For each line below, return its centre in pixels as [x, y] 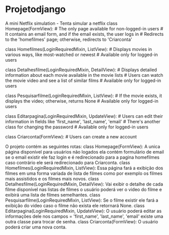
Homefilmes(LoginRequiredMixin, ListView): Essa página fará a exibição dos [84, 168]
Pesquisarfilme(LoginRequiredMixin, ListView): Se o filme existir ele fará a [82, 200]
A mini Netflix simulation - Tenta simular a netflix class [61, 23]
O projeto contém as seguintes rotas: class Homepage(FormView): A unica [83, 146]
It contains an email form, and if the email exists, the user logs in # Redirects [84, 34]
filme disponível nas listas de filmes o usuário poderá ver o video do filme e [84, 189]
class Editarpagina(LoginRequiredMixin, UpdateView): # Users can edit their [84, 116]
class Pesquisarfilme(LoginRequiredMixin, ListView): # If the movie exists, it [84, 96]
